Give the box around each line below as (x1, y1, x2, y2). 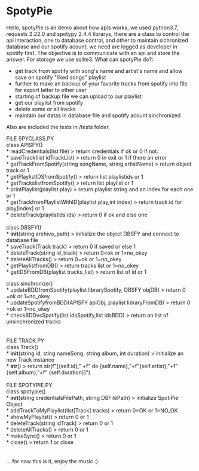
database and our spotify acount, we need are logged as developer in (6, 43, 178, 50)
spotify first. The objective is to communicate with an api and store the (6, 49, 180, 56)
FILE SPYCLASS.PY (6, 134, 54, 142)
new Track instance (6, 356, 55, 363)
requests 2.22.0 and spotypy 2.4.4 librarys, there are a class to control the (6, 30, 189, 37)
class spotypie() (6, 387, 46, 395)
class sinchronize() (6, 280, 53, 287)
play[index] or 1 (6, 204, 44, 212)
